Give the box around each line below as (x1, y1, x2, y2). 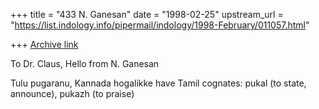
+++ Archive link (10, 39, 79, 50)
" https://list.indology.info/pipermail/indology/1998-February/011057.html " (10, 19, 310, 31)
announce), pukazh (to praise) (10, 88, 135, 99)
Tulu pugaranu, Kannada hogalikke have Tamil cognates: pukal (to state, (10, 77, 307, 89)
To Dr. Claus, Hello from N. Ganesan (10, 58, 160, 69)
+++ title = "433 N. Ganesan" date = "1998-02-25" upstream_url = (10, 9, 284, 20)
